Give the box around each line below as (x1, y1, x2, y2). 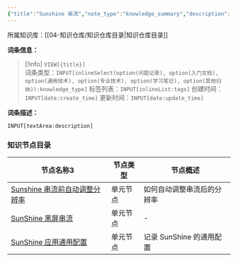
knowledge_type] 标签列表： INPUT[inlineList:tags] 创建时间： (40, 84, 223, 93)
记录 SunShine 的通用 (143, 232, 215, 242)
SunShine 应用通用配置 (11, 237, 87, 247)
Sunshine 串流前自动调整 (11, 184, 94, 194)
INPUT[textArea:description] (7, 122, 93, 129)
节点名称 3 (41, 165, 74, 175)
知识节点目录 (7, 140, 52, 150)
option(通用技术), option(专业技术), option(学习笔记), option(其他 (24, 77, 217, 85)
